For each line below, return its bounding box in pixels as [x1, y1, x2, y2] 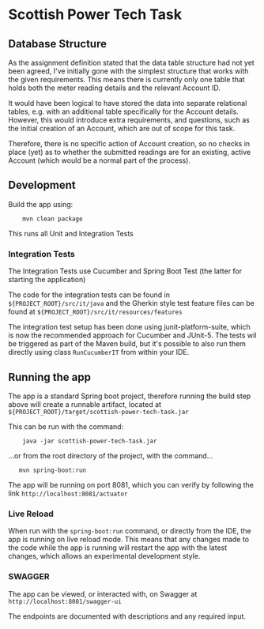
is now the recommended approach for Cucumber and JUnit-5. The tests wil [8, 330, 257, 341]
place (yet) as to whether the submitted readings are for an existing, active [8, 148, 251, 156]
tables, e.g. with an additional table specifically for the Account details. [8, 107, 239, 116]
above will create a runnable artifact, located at [8, 399, 162, 409]
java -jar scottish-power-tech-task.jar [22, 437, 157, 445]
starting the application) [8, 275, 86, 284]
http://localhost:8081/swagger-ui [8, 597, 123, 605]
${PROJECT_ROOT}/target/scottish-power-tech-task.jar [8, 408, 190, 416]
